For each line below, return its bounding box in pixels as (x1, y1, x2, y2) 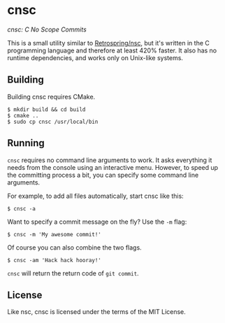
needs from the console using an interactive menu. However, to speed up (7, 163, 219, 171)
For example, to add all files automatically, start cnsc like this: (7, 192, 184, 200)
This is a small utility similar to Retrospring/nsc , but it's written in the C (7, 38, 210, 47)
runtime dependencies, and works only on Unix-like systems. (7, 53, 184, 62)
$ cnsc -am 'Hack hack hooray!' (7, 257, 101, 264)
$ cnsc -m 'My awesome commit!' (7, 231, 101, 238)
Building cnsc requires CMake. (7, 92, 96, 101)
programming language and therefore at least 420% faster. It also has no (7, 46, 217, 55)
